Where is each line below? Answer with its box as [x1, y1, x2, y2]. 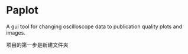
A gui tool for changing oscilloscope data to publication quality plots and [6, 23, 183, 30]
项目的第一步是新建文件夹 [6, 41, 69, 48]
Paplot [6, 4, 38, 17]
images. [6, 29, 25, 36]
